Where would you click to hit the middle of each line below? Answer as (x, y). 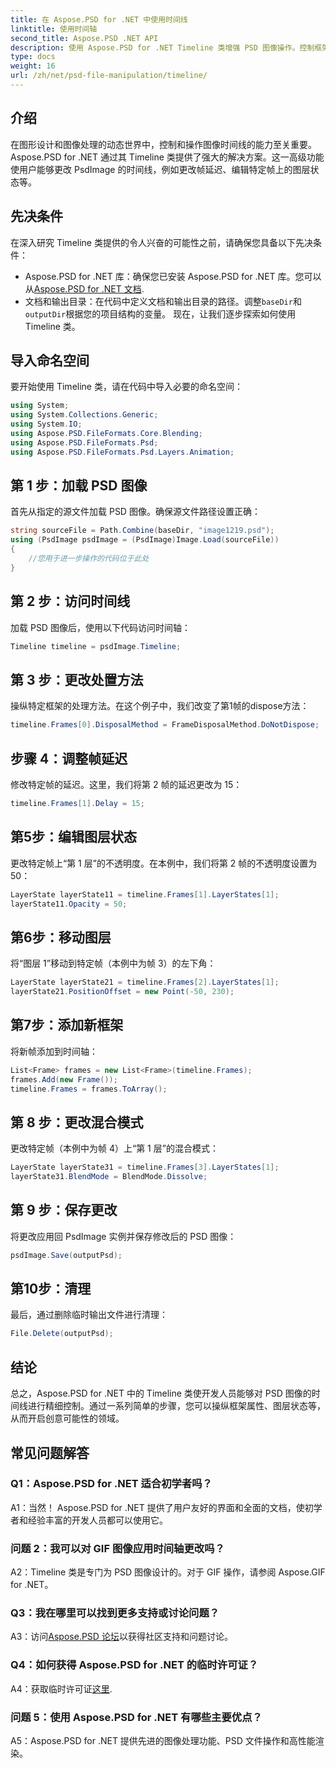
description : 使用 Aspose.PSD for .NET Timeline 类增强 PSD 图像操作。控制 (162, 47)
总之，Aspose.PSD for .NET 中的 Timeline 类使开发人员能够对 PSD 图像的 (161, 1393)
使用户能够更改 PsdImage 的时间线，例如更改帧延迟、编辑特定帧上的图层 (160, 169)
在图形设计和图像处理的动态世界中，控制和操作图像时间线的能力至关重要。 (163, 144)
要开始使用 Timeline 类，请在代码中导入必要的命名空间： (126, 387)
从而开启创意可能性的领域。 (67, 1418)
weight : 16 (33, 66)
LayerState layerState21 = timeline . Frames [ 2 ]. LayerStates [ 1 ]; (145, 982)
